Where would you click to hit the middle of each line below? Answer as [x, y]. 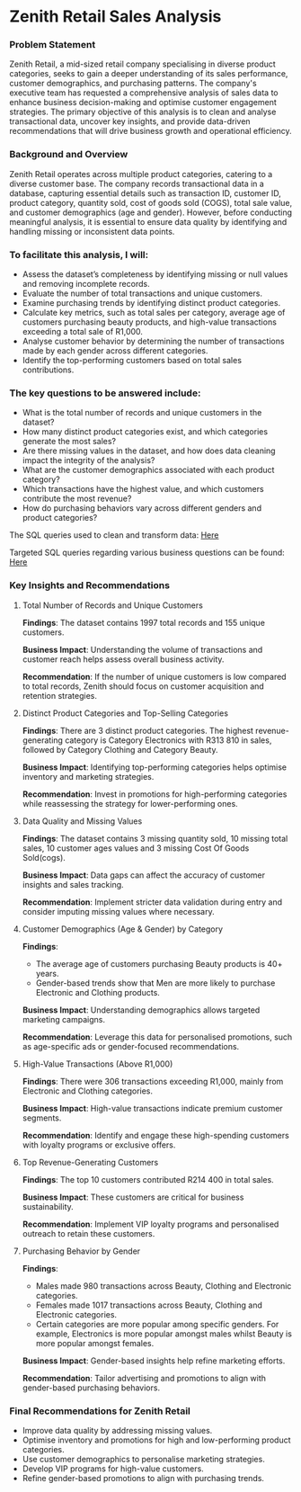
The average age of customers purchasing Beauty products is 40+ [159, 963]
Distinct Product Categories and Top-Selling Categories [125, 713]
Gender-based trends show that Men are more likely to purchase [155, 983]
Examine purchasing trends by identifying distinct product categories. [151, 303]
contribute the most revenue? [77, 499]
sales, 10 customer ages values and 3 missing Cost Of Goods [136, 848]
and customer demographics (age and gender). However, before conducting [150, 212]
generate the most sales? [69, 442]
